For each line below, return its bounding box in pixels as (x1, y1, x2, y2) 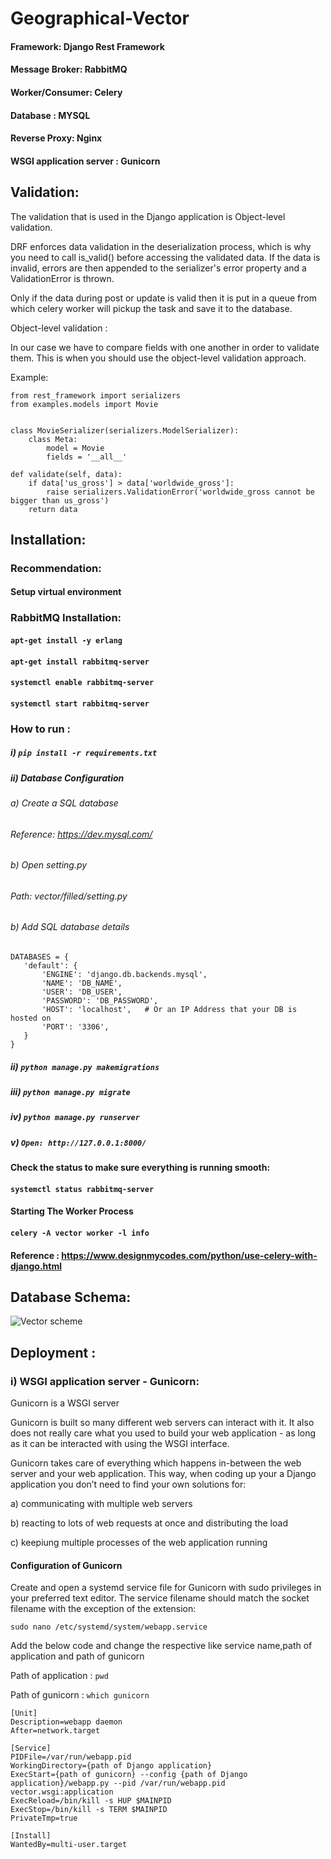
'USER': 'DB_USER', (41, 987, 123, 997)
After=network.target (10, 1726, 101, 1736)
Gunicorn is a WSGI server (10, 1397, 120, 1409)
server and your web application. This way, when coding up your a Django (10, 1468, 317, 1480)
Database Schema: (10, 1288, 132, 1306)
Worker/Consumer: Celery (10, 86, 123, 98)
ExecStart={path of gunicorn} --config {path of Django (10, 1770, 248, 1780)
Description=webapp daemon (10, 1717, 123, 1727)
